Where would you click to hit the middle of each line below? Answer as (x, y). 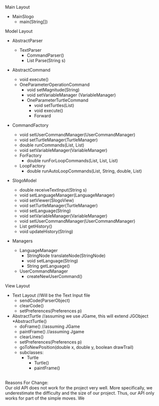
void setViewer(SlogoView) (47, 200)
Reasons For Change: (27, 383)
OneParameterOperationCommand (55, 85)
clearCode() (32, 306)
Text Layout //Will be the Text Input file (51, 295)
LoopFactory (32, 166)
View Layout (18, 286)
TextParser (30, 50)
